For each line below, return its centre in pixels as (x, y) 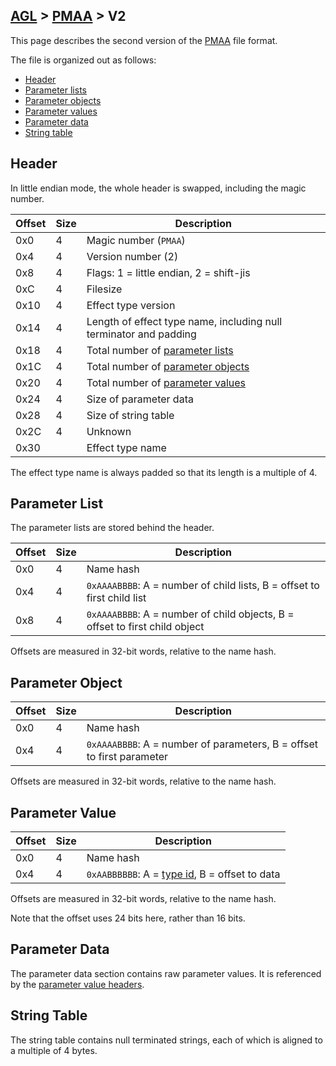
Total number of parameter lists (160, 350)
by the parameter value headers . (77, 984)
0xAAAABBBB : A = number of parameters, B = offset (202, 744)
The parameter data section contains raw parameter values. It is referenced (166, 973)
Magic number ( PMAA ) (136, 240)
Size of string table (130, 415)
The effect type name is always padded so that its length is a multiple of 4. (164, 472)
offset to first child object (145, 627)
